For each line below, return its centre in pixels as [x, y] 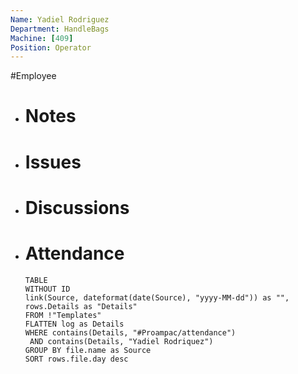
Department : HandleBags [60, 29]
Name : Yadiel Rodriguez [60, 19]
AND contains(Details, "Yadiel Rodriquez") [121, 341]
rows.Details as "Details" [81, 306]
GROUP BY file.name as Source [88, 350]
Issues [53, 162]
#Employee [33, 76]
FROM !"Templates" [63, 315]
